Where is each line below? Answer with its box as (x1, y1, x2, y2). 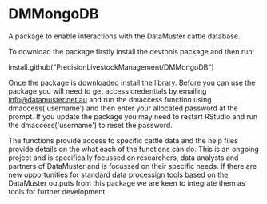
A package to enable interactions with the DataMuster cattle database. (8, 31, 241, 41)
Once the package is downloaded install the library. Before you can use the (8, 78, 256, 87)
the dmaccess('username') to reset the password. (8, 120, 173, 130)
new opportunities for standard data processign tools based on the (8, 170, 229, 179)
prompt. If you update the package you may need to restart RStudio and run (8, 111, 258, 121)
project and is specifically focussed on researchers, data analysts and (8, 153, 239, 162)
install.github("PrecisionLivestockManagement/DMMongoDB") (8, 62, 214, 72)
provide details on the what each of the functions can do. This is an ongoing (8, 144, 260, 154)
